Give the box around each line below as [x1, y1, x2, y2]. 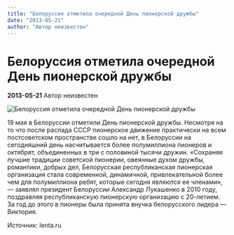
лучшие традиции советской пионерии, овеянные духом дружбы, [7, 155, 205, 164]
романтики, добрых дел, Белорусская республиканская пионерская [7, 163, 213, 171]
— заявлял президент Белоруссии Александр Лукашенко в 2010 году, [7, 185, 218, 194]
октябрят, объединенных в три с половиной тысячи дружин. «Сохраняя [7, 148, 223, 157]
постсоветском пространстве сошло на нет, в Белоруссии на [7, 134, 191, 142]
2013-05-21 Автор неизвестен [7, 92, 98, 100]
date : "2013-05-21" [7, 17, 64, 24]
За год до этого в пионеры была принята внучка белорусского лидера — [7, 200, 227, 208]
